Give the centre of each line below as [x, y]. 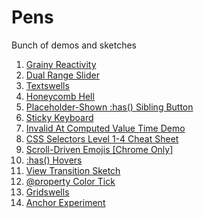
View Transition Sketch [73, 170]
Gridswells [47, 192]
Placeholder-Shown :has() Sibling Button [109, 107]
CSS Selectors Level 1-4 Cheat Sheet [102, 138]
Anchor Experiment [65, 202]
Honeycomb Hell [60, 96]
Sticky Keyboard [59, 117]
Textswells [47, 85]
